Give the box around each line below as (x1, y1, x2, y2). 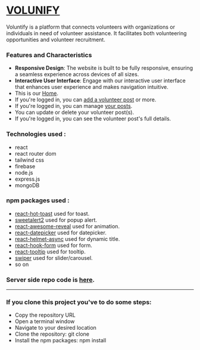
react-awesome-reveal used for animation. (14, 222, 120, 230)
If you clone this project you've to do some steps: (6, 298, 152, 306)
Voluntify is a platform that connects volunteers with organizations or (6, 23, 176, 30)
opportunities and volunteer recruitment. (6, 36, 105, 43)
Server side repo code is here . (6, 275, 95, 284)
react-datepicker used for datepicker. (14, 229, 107, 236)
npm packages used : (6, 196, 70, 205)
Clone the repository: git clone (14, 330, 89, 337)
